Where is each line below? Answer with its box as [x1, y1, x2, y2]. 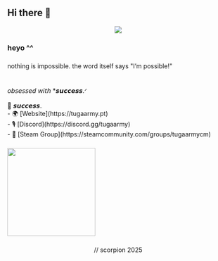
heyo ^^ [7, 43, 34, 53]
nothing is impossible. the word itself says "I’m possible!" [7, 61, 173, 70]
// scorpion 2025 [94, 246, 143, 254]
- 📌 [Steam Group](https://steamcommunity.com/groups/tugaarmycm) [7, 129, 211, 138]
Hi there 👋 [7, 7, 51, 19]
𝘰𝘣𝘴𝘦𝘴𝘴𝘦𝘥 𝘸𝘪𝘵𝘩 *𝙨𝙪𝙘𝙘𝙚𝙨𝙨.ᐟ [7, 86, 88, 95]
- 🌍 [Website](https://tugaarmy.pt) [7, 109, 108, 117]
